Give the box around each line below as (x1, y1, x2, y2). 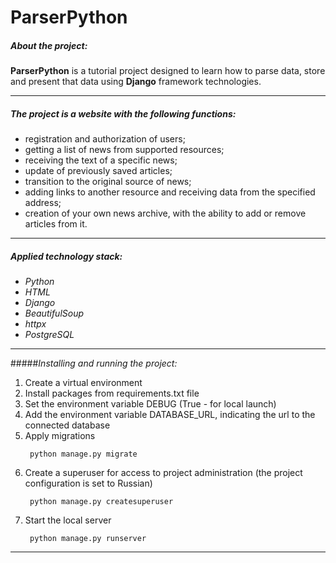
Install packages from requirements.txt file (24, 387, 200, 400)
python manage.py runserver (29, 534, 147, 544)
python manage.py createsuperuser (29, 497, 174, 507)
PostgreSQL (24, 329, 75, 341)
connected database (24, 419, 111, 431)
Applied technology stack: (10, 250, 123, 262)
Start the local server (24, 514, 112, 526)
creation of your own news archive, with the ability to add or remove (24, 207, 307, 220)
